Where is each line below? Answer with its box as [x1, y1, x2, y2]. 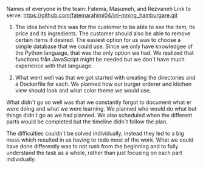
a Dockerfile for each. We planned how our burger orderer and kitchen [15, 80, 192, 88]
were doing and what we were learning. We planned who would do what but [6, 105, 197, 112]
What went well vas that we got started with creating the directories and [15, 74, 196, 81]
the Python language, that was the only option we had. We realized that [15, 49, 194, 57]
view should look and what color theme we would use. [15, 87, 151, 94]
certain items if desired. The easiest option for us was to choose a [15, 36, 181, 43]
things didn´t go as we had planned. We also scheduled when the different [6, 112, 193, 119]
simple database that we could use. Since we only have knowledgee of [15, 43, 193, 50]
